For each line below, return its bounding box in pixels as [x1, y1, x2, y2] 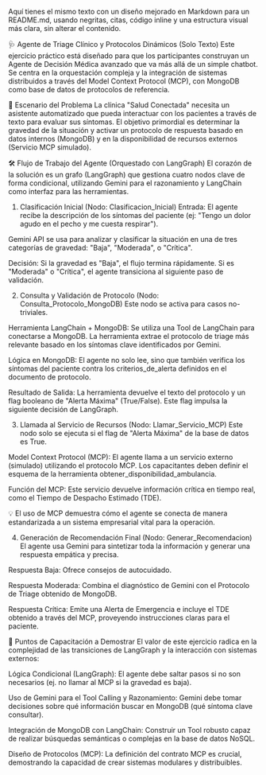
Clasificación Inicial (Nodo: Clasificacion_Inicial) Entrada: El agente [19, 202, 238, 212]
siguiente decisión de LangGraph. [8, 405, 119, 414]
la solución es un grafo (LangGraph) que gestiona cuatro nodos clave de [8, 170, 245, 179]
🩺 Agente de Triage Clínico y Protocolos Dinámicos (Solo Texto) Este [8, 40, 235, 49]
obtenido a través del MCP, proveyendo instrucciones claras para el [8, 613, 230, 622]
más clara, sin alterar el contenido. [8, 24, 121, 33]
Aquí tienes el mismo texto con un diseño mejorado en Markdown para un [8, 7, 250, 16]
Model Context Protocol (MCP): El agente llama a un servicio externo [8, 453, 233, 461]
